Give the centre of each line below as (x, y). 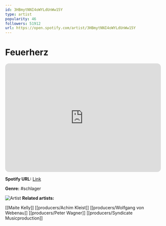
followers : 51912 (23, 23)
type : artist (19, 14)
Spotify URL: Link (23, 179)
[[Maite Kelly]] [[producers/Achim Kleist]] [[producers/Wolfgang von (75, 208)
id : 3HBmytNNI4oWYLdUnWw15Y (34, 10)
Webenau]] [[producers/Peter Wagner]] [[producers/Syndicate (69, 213)
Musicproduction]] (24, 218)
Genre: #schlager (23, 188)
